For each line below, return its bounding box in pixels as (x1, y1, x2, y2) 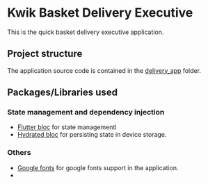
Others (7, 148, 31, 158)
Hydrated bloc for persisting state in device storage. (17, 131, 167, 139)
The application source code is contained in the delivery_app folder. (7, 66, 202, 74)
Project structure (7, 48, 83, 60)
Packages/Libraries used (7, 87, 118, 99)
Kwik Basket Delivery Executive (7, 5, 193, 21)
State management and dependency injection (7, 108, 165, 117)
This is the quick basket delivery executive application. (7, 28, 164, 36)
